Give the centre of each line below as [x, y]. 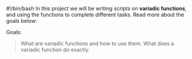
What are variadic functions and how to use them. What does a [97, 44]
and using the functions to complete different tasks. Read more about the [95, 15]
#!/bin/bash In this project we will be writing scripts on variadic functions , [97, 8]
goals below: [22, 21]
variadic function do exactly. [55, 50]
